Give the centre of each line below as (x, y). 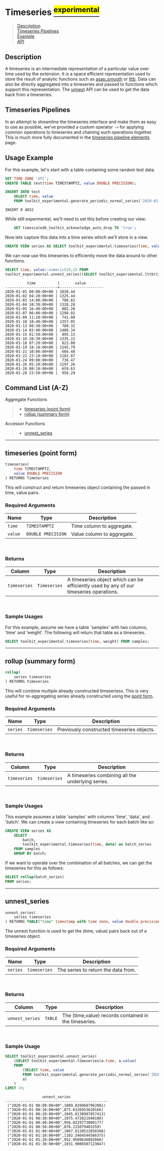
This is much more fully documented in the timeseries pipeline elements (77, 137)
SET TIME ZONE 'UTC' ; (27, 178)
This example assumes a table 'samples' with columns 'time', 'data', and (77, 817)
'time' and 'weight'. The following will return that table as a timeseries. (75, 632)
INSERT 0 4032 (20, 210)
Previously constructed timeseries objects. (106, 730)
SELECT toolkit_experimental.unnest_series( (51, 1056)
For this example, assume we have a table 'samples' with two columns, (76, 627)
